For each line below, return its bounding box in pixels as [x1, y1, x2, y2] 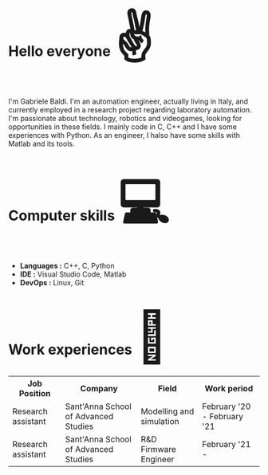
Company [80, 383, 118, 394]
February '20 [202, 401, 251, 412]
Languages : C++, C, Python [19, 261, 115, 270]
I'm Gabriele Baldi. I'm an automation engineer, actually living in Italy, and [8, 96, 249, 106]
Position [18, 387, 51, 398]
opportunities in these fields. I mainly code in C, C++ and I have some [8, 122, 238, 132]
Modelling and [140, 406, 195, 417]
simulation [140, 415, 179, 426]
